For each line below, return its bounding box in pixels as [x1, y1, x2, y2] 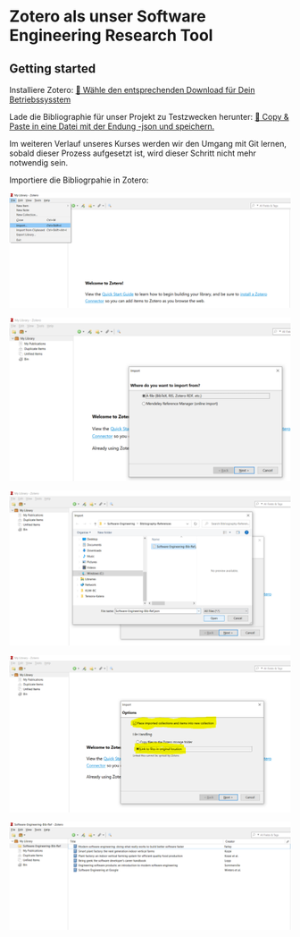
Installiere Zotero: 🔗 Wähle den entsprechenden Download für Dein [9, 85, 255, 95]
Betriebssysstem [9, 94, 71, 105]
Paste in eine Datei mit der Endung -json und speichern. [9, 121, 215, 132]
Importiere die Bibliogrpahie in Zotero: [9, 175, 149, 185]
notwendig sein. [9, 158, 69, 167]
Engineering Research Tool [9, 25, 213, 46]
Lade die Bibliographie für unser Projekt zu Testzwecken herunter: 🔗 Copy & [9, 112, 289, 122]
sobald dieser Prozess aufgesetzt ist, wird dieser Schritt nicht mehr [9, 148, 256, 158]
